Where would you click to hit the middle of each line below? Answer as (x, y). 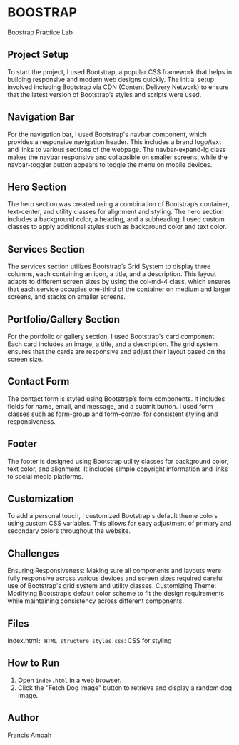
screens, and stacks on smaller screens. (67, 297)
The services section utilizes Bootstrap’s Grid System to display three (109, 267)
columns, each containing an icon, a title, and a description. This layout (112, 274)
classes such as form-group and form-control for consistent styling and (113, 414)
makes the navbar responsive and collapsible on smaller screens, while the (118, 157)
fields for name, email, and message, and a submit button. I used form (110, 406)
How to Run (34, 663)
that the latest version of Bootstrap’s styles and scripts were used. (105, 94)
